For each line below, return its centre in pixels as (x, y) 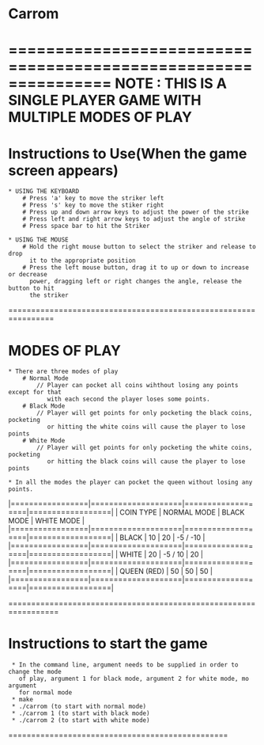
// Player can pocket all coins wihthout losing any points (138, 386)
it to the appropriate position (82, 261)
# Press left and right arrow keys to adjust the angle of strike (134, 219)
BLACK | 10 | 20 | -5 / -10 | (162, 538)
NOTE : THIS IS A (171, 84)
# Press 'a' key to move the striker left (93, 199)
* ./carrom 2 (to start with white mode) (81, 720)
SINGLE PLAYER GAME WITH (105, 101)
